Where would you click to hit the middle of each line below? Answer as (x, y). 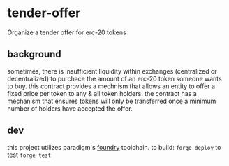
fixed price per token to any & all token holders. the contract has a (102, 93)
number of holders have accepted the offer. (70, 108)
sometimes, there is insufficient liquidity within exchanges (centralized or (112, 71)
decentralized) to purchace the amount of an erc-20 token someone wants (114, 78)
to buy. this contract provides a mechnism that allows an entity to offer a (111, 86)
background (34, 54)
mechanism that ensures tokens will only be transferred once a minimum (112, 101)
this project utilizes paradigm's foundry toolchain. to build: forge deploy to (114, 147)
